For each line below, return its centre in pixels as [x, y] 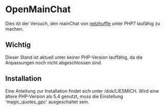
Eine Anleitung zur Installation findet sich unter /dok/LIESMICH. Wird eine [82, 91]
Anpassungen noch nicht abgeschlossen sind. [54, 63]
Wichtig [18, 45]
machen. [15, 29]
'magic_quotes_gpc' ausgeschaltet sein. [47, 102]
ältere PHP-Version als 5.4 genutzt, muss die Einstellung [64, 96]
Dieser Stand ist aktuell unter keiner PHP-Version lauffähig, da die [74, 57]
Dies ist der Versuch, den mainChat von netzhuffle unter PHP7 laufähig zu [83, 23]
